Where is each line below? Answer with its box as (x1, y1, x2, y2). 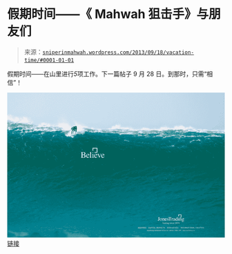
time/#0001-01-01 (23, 57, 75, 63)
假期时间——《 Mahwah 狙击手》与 (7, 6, 209, 22)
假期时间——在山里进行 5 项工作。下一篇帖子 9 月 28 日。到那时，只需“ (7, 70, 207, 78)
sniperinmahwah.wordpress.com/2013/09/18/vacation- (42, 49, 195, 56)
